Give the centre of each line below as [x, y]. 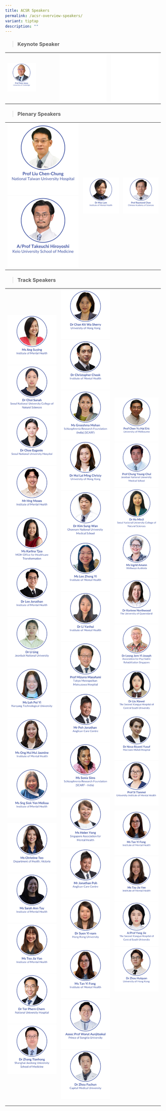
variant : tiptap [22, 21]
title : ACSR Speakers [27, 10]
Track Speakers [36, 280]
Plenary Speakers [39, 114]
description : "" [22, 26]
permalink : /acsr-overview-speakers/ [44, 16]
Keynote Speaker [38, 44]
